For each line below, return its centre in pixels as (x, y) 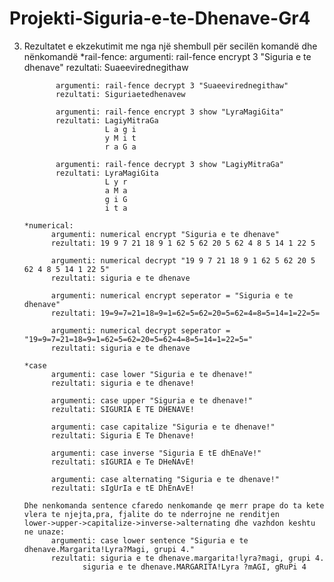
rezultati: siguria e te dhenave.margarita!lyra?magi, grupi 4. (187, 558)
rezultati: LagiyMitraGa (107, 120)
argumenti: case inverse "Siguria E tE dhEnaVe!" (156, 453)
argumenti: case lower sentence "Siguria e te (149, 540)
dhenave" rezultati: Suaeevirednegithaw (106, 67)
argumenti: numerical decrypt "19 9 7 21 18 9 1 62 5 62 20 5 (183, 260)
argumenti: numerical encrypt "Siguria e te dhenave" (165, 234)
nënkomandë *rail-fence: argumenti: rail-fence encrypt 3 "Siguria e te (167, 56)
